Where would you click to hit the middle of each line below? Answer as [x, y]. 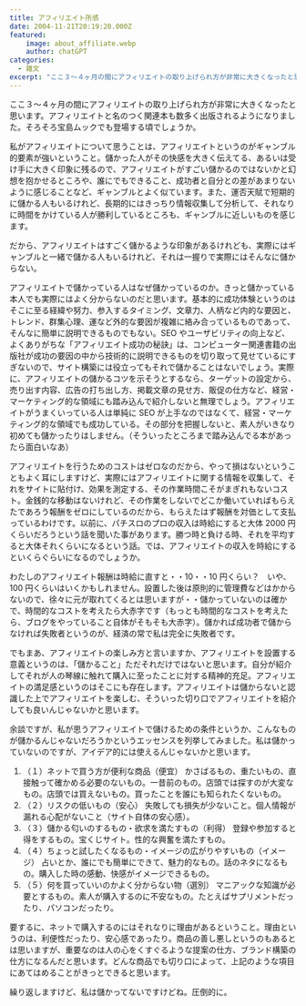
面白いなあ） [49, 446]
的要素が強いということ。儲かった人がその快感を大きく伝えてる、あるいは [149, 158]
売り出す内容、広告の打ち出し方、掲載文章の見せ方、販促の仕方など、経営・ [153, 390]
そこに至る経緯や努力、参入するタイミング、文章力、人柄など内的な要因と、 [153, 310]
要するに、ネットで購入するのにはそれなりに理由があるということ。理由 [145, 927]
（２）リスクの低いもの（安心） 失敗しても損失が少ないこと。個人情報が [159, 805]
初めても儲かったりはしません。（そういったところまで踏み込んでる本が [143, 435]
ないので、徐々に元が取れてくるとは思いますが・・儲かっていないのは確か [148, 599]
